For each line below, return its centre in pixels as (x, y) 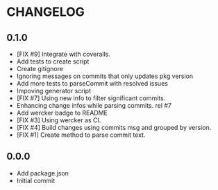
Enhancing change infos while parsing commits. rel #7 (94, 105)
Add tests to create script (53, 61)
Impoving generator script (54, 91)
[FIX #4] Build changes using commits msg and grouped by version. (114, 127)
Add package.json (42, 173)
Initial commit (36, 180)
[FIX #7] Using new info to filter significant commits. (91, 98)
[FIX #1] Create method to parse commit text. (81, 135)
